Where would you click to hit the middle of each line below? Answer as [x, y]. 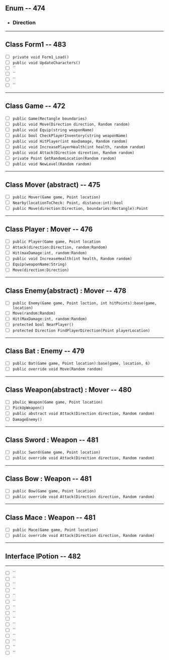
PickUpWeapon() [28, 408]
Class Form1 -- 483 [36, 45]
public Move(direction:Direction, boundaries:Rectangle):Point [80, 209]
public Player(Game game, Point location [56, 242]
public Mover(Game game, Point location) [56, 197]
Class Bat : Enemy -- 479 [45, 351]
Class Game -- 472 [35, 106]
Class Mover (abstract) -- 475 [53, 184]
